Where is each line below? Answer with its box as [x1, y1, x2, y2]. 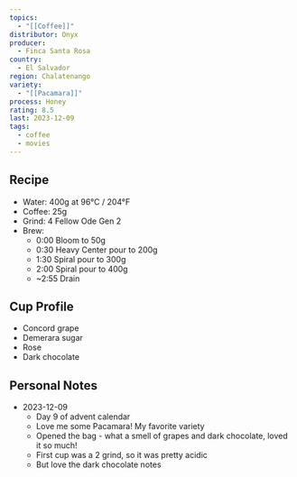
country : [9, 55, 42, 64]
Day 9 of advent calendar [35, 411, 131, 422]
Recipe [9, 172, 50, 188]
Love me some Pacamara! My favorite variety [35, 421, 205, 432]
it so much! [35, 440, 79, 451]
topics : [9, 13, 39, 23]
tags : [9, 123, 30, 132]
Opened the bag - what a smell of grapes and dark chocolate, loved [35, 430, 289, 442]
